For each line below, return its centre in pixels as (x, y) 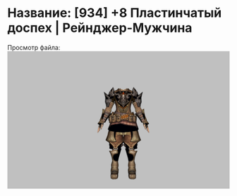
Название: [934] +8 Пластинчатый (115, 13)
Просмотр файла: (34, 47)
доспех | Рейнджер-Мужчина (100, 28)
